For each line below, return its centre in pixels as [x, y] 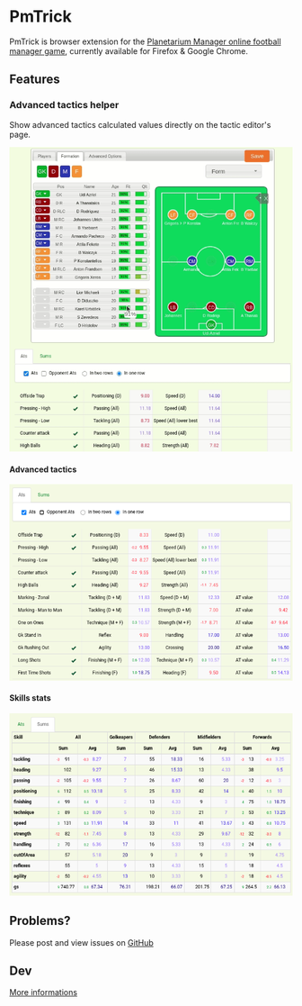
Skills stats [30, 698]
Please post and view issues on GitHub [82, 942]
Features [35, 80]
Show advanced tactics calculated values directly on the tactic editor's [140, 124]
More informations [44, 992]
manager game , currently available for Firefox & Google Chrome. [129, 50]
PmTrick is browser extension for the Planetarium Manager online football [145, 41]
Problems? [40, 921]
